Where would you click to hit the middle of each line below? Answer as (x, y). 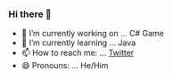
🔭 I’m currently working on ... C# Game (92, 34)
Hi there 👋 (30, 14)
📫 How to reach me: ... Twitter (78, 53)
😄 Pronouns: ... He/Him (65, 66)
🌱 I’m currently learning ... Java (78, 43)
